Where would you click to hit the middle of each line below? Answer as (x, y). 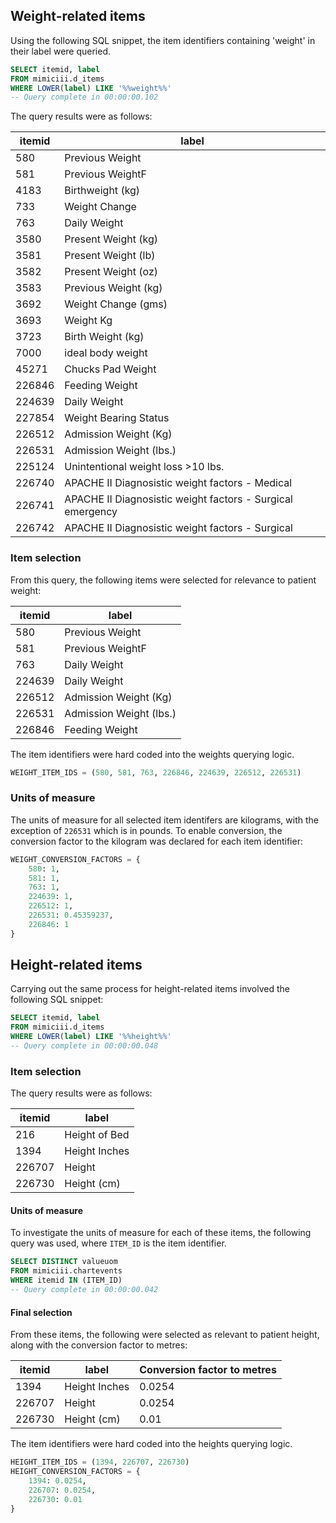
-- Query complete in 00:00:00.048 (84, 1046)
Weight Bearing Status (117, 418)
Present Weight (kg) (111, 239)
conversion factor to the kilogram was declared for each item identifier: (156, 841)
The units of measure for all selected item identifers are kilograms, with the (165, 820)
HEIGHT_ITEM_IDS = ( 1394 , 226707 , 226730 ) (100, 1462)
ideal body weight (106, 353)
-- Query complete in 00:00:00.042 (84, 1290)
